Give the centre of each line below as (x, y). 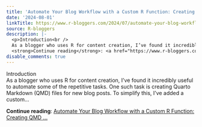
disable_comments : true (36, 57)
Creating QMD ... (27, 117)
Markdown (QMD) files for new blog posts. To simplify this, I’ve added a (95, 93)
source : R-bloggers (31, 29)
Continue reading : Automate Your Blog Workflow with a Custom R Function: (100, 111)
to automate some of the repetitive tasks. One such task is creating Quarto (98, 86)
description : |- (26, 34)
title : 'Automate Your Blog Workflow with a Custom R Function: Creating (101, 12)
